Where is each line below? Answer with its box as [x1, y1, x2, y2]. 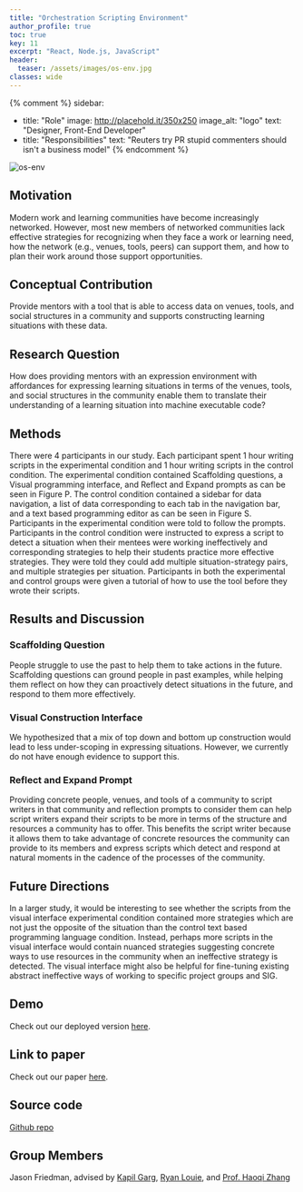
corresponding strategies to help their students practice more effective [9, 547, 275, 557]
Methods [9, 426, 62, 442]
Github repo [9, 1121, 54, 1132]
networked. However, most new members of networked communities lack [9, 222, 286, 233]
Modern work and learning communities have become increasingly [9, 212, 259, 223]
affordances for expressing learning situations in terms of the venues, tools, [9, 381, 293, 392]
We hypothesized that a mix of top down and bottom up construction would [9, 731, 292, 742]
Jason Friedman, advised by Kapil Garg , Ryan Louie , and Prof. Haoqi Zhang [9, 1172, 290, 1183]
